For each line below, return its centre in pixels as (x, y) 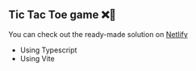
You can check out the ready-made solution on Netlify (98, 34)
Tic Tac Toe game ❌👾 (63, 15)
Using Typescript (48, 50)
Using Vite (37, 58)
